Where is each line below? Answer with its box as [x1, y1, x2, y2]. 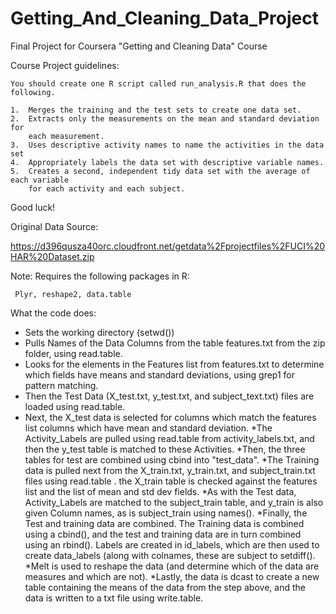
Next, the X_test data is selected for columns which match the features [24, 411, 317, 423]
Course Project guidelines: [10, 59, 120, 71]
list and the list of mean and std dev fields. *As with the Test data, [24, 485, 297, 497]
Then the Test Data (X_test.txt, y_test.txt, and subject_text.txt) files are [24, 390, 315, 402]
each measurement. [28, 131, 105, 141]
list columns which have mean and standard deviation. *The [24, 422, 273, 434]
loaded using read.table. [24, 400, 126, 412]
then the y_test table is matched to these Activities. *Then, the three [24, 443, 306, 455]
